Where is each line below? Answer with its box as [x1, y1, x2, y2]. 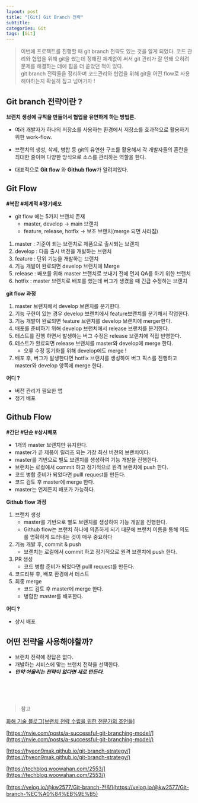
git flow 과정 [6, 290, 36, 297]
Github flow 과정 [6, 498, 46, 505]
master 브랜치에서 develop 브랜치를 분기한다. [14, 302, 121, 309]
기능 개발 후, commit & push [14, 541, 82, 548]
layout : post [6, 8, 39, 15]
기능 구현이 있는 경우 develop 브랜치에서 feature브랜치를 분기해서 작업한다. [14, 310, 190, 317]
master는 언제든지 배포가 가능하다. [14, 485, 95, 493]
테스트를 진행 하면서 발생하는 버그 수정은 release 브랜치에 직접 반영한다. [14, 332, 182, 339]
